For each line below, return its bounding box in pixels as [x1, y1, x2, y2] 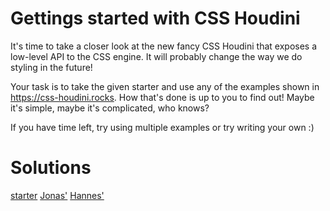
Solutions [10, 157, 92, 179]
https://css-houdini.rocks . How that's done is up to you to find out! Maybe [10, 91, 315, 103]
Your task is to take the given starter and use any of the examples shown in [10, 80, 320, 92]
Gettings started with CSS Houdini [10, 7, 301, 30]
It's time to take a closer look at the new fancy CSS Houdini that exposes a [10, 40, 318, 52]
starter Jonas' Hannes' [10, 189, 105, 201]
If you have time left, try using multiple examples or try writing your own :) [10, 121, 315, 133]
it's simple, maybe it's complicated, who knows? [10, 102, 210, 114]
